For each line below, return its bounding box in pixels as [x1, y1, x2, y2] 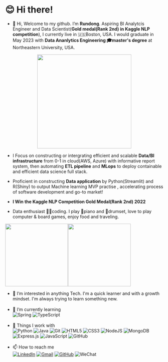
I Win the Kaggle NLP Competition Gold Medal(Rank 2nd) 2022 [12, 199, 146, 205]
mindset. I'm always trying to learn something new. [12, 295, 118, 302]
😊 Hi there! [5, 4, 54, 16]
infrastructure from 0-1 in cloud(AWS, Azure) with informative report [12, 157, 155, 164]
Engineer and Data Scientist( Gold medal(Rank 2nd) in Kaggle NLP [12, 26, 150, 32]
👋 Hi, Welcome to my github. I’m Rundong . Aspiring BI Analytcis [12, 21, 144, 27]
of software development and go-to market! [12, 189, 103, 195]
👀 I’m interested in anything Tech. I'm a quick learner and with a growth [12, 290, 159, 296]
